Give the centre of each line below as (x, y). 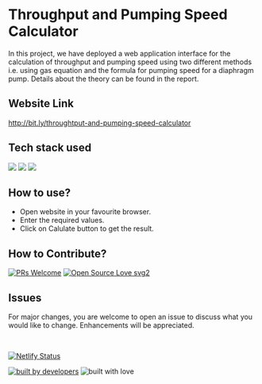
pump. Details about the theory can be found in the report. (104, 79)
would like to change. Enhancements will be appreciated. (101, 325)
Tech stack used (50, 148)
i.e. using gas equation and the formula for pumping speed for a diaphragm (131, 70)
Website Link (41, 104)
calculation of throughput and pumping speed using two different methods (130, 62)
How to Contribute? (58, 253)
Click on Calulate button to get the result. (87, 228)
